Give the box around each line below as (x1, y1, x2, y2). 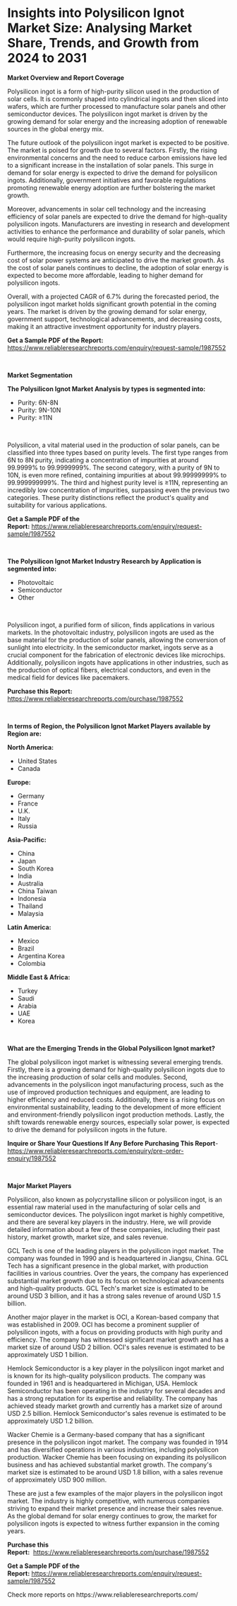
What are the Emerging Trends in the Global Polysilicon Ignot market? (7, 1044, 215, 1052)
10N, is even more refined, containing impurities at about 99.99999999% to (7, 470, 227, 479)
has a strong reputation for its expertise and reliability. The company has (7, 1394, 218, 1402)
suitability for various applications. (7, 501, 107, 509)
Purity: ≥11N (17, 413, 53, 421)
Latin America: (7, 923, 51, 931)
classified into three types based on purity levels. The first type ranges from (7, 448, 229, 457)
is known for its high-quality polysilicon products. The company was (7, 1371, 206, 1380)
